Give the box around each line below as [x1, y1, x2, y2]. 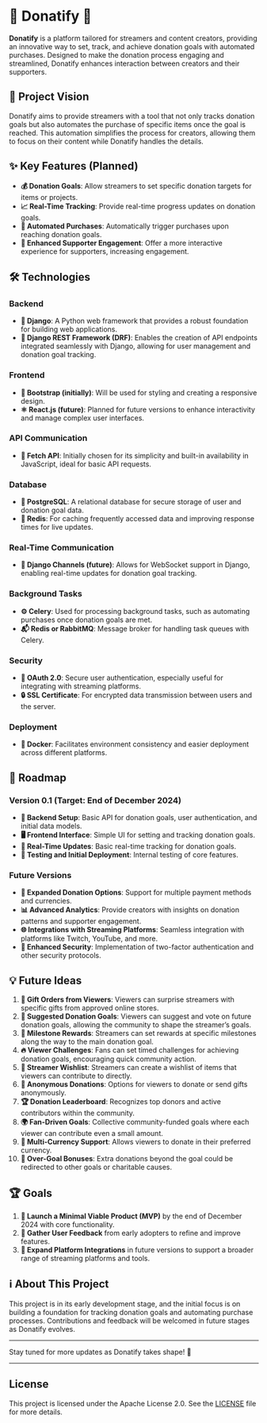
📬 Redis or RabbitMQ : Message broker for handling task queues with [20, 623, 250, 633]
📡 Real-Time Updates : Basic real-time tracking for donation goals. [20, 842, 237, 851]
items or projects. [20, 192, 78, 201]
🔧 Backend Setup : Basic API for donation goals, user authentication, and [20, 813, 257, 823]
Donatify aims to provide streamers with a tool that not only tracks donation [9, 111, 255, 121]
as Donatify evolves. [9, 1324, 76, 1333]
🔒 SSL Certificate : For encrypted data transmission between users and [20, 690, 253, 700]
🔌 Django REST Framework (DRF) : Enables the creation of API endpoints [20, 333, 258, 343]
